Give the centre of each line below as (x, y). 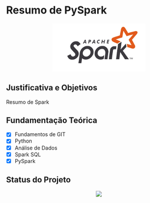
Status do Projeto (39, 180)
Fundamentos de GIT (40, 134)
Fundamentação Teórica (52, 120)
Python (23, 141)
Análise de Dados (36, 148)
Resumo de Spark (28, 102)
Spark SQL (28, 154)
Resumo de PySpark (56, 10)
